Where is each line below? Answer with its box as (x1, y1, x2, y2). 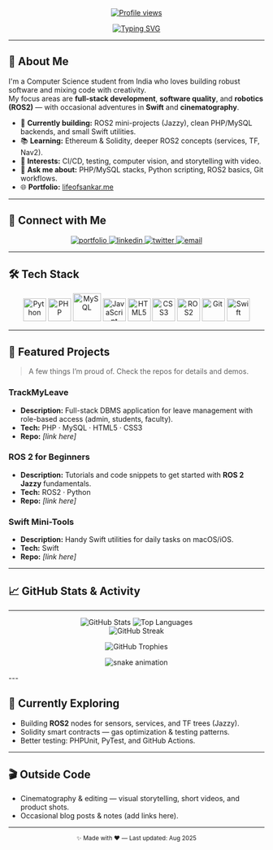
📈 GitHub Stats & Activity (8, 584, 141, 598)
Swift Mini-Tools (8, 516, 75, 527)
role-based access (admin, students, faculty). (19, 414, 173, 423)
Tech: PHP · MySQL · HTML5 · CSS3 (19, 423, 143, 432)
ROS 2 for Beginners (8, 451, 91, 462)
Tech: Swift (19, 544, 59, 553)
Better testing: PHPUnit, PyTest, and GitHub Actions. (19, 735, 196, 745)
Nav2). (19, 147, 43, 157)
